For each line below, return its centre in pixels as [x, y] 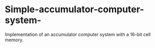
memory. [14, 40]
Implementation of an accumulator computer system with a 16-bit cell [78, 34]
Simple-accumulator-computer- [74, 9]
